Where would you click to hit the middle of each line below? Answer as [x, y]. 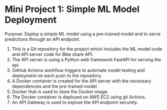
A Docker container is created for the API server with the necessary [81, 81]
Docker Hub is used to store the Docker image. [60, 91]
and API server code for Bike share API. [52, 54]
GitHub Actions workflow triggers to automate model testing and [78, 70]
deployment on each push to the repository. [57, 75]
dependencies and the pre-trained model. [55, 86]
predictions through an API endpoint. [42, 39]
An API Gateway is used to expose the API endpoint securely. [75, 102]
